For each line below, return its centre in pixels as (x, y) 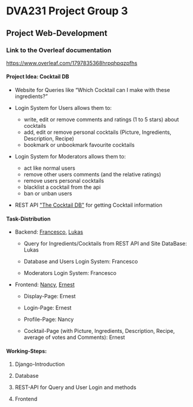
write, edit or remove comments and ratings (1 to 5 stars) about (101, 120)
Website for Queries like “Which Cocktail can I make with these (92, 90)
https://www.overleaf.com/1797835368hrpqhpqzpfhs (72, 63)
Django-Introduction (40, 364)
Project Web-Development (57, 33)
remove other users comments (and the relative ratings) (92, 175)
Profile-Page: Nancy (49, 319)
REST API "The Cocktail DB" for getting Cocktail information (88, 205)
